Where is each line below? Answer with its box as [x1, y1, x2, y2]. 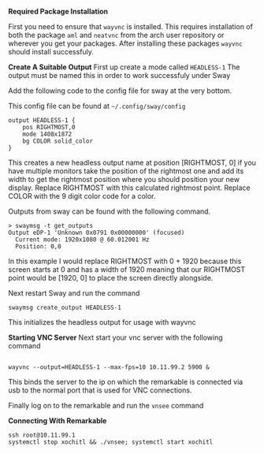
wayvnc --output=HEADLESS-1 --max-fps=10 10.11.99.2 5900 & [8, 363, 210, 371]
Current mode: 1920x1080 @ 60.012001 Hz [15, 236, 150, 244]
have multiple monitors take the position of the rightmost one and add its [8, 166, 244, 176]
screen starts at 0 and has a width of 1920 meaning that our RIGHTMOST [8, 265, 246, 274]
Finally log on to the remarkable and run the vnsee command [8, 401, 204, 410]
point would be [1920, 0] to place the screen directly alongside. [8, 274, 214, 282]
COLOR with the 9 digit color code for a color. [8, 192, 156, 200]
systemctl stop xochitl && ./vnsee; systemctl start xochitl [8, 438, 214, 446]
